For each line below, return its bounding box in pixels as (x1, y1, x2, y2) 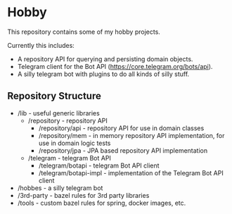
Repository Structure (7, 90, 102, 102)
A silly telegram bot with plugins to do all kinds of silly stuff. (17, 70, 190, 78)
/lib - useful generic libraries (17, 108, 100, 117)
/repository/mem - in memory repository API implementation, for (38, 131, 225, 139)
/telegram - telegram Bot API (27, 153, 111, 162)
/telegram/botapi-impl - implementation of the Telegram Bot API (38, 168, 224, 177)
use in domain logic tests (38, 139, 111, 147)
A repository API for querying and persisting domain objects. (17, 54, 193, 63)
